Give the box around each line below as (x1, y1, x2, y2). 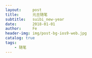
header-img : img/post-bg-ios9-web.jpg (5, 31, 87, 36)
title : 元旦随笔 (5, 12, 48, 17)
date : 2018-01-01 (5, 21, 56, 27)
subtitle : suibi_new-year (5, 17, 65, 22)
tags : (5, 40, 17, 45)
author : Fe (5, 26, 37, 31)
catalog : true (5, 36, 35, 41)
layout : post (5, 7, 42, 13)
